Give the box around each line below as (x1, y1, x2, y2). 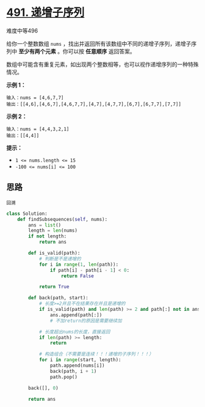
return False (60, 273, 95, 279)
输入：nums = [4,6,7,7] (6, 94, 64, 101)
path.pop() (49, 374, 78, 380)
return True (38, 284, 70, 290)
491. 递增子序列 (6, 6, 85, 20)
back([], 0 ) (28, 385, 59, 391)
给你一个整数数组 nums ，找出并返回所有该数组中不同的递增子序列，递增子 (6, 40, 192, 47)
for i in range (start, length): (38, 357, 121, 363)
